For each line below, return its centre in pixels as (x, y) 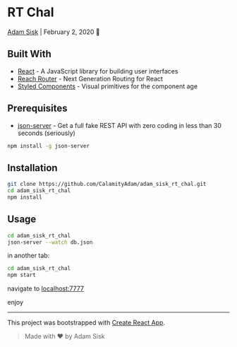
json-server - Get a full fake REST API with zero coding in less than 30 (120, 125)
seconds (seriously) (46, 133)
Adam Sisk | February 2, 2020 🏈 (54, 32)
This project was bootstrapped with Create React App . (86, 323)
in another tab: (29, 256)
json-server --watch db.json (50, 242)
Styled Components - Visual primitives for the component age (108, 86)
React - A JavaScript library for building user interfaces (98, 71)
